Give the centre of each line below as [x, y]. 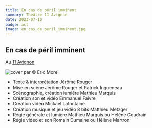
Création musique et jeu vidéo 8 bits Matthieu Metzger [70, 109]
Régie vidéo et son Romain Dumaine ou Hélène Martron [71, 120]
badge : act [17, 24]
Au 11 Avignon [20, 62]
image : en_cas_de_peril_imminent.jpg [46, 29]
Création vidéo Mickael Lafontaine [49, 103]
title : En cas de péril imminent [41, 10]
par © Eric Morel [41, 72]
